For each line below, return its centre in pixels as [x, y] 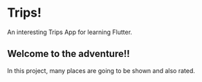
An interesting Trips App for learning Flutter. [70, 32]
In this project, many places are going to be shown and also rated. [101, 70]
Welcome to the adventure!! [68, 54]
